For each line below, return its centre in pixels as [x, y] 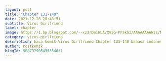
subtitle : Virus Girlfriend [34, 23]
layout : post [19, 10]
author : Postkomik [24, 46]
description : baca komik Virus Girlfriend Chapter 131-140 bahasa [75, 42]
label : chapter [21, 28]
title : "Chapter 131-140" [32, 14]
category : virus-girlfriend [34, 37]
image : [12, 32]
